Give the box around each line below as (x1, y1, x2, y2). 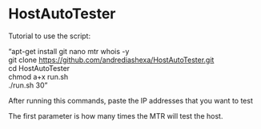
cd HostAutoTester (8, 63, 70, 72)
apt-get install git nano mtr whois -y (11, 46, 130, 56)
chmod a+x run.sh (8, 72, 69, 81)
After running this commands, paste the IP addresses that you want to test (8, 96, 254, 105)
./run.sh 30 (8, 80, 46, 90)
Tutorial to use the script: (8, 31, 90, 41)
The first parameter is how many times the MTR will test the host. (8, 111, 223, 120)
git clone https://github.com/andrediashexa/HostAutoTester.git (8, 55, 215, 64)
